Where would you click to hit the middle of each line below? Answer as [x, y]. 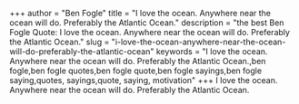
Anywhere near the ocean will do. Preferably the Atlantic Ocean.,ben [138, 61]
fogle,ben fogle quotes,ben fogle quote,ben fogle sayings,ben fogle [135, 71]
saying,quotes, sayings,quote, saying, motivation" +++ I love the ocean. [144, 80]
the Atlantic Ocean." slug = [60, 42]
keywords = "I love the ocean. [212, 52]
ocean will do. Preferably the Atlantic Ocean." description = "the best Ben [147, 23]
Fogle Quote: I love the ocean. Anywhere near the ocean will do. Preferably [150, 32]
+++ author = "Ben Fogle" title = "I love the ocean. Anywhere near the [140, 13]
